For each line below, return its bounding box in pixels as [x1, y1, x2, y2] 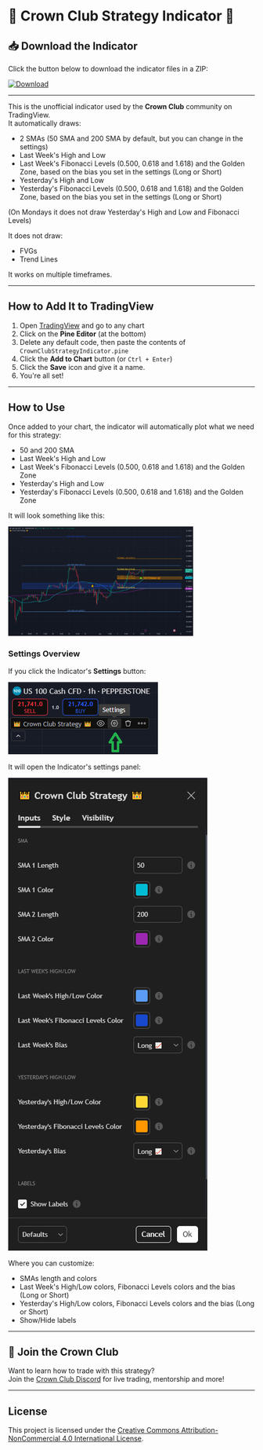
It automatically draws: [8, 119, 81, 128]
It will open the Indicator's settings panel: [8, 762, 141, 771]
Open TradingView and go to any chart [19, 320, 145, 330]
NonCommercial [8, 1434, 61, 1444]
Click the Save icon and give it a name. [19, 362, 146, 372]
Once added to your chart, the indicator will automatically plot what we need [8, 422, 254, 431]
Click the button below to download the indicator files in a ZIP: [8, 64, 209, 73]
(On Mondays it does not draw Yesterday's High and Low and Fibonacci [8, 207, 240, 217]
